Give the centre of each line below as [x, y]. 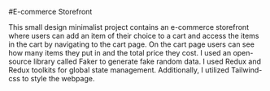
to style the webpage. [58, 79]
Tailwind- [246, 70]
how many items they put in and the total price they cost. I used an [120, 53]
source [20, 61]
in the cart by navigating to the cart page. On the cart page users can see [131, 44]
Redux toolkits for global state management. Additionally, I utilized [119, 70]
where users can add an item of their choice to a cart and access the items [134, 36]
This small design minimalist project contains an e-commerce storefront [129, 27]
